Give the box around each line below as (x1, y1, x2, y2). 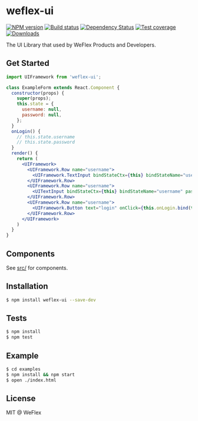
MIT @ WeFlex (6, 409, 42, 416)
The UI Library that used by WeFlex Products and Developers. (6, 41, 156, 48)
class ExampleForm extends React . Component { (6, 84, 120, 91)
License (6, 393, 36, 404)
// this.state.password (16, 140, 75, 145)
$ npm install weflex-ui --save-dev (6, 297, 96, 303)
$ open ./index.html (6, 377, 57, 383)
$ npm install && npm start (6, 372, 75, 377)
